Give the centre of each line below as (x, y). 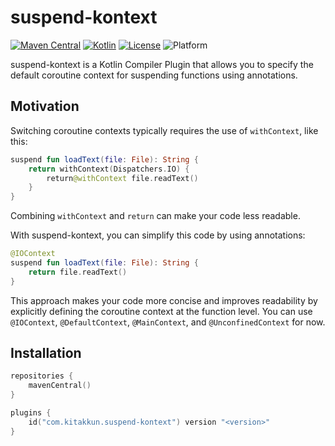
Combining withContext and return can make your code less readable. (155, 216)
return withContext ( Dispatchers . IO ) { (109, 169)
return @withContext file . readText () (122, 178)
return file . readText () (78, 272)
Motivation (45, 106)
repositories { (42, 376)
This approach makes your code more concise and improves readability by (164, 300)
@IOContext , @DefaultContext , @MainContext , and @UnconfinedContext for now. (168, 322)
